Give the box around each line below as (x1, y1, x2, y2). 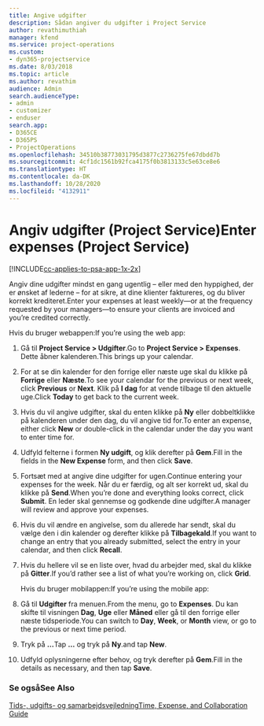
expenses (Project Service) (9, 238, 190, 256)
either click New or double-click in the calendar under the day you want (20, 424, 254, 433)
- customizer (9, 107, 52, 115)
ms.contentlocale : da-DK (9, 172, 90, 181)
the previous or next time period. (20, 624, 126, 634)
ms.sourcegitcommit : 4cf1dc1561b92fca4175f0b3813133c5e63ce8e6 (9, 158, 221, 166)
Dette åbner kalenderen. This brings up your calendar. (20, 351, 193, 361)
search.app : (9, 121, 48, 129)
